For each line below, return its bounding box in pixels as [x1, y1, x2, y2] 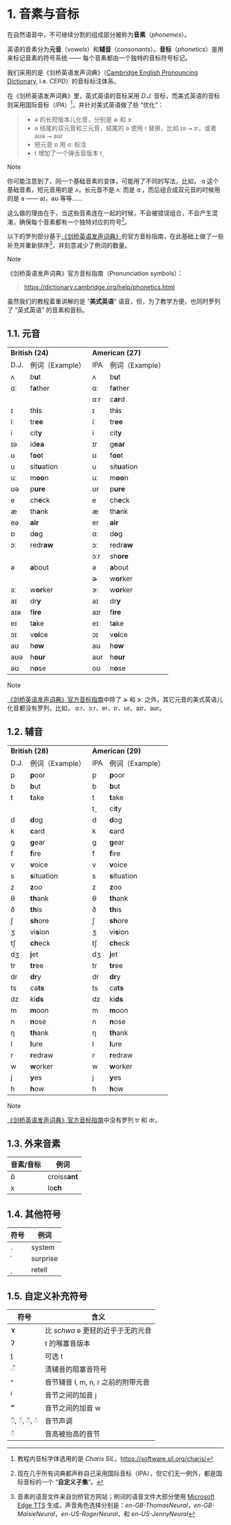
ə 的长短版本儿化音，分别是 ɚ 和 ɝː [34, 115, 134, 123]
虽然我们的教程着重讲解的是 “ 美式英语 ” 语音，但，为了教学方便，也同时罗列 [7, 297, 221, 305]
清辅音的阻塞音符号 [44, 1364, 107, 1374]
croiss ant [47, 1172, 78, 1182]
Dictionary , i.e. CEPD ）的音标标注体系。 [7, 77, 120, 85]
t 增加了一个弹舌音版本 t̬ [34, 149, 102, 157]
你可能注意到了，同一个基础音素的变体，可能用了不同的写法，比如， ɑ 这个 [7, 176, 219, 185]
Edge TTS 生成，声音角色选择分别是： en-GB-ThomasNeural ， [16, 1501, 195, 1509]
